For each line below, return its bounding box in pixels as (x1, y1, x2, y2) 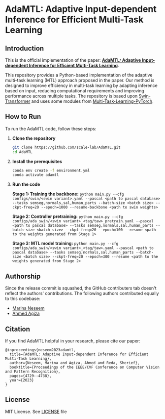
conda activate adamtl (12, 172, 59, 177)
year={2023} (9, 377, 34, 382)
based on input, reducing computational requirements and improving (5, 88, 144, 93)
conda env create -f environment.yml (12, 168, 90, 173)
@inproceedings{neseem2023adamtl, (5, 347, 76, 352)
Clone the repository (12, 135, 56, 141)
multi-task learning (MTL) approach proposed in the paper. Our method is (5, 78, 155, 83)
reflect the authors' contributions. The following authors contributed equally (5, 291, 159, 296)
